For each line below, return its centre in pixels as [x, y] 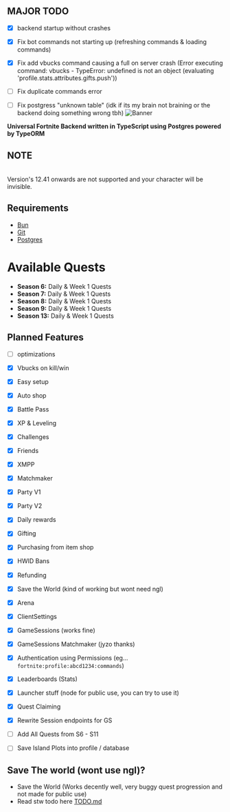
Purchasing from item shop [55, 547]
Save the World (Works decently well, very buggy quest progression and [120, 787]
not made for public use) [52, 794]
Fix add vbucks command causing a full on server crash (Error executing [120, 63]
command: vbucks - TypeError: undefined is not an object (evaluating [115, 71]
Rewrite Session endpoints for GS [65, 720]
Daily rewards [36, 520]
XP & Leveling [37, 423]
